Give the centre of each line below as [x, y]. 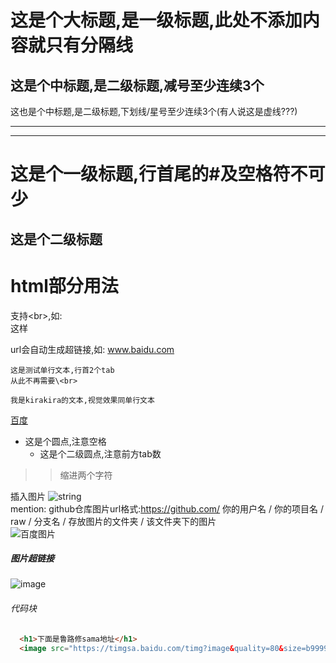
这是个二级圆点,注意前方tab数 [100, 453]
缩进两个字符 [86, 475]
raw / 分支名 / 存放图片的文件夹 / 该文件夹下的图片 [113, 521]
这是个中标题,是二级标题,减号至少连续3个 [137, 85]
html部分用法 [64, 285]
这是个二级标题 [56, 239]
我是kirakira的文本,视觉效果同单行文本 [82, 400]
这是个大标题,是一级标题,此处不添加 [156, 20]
